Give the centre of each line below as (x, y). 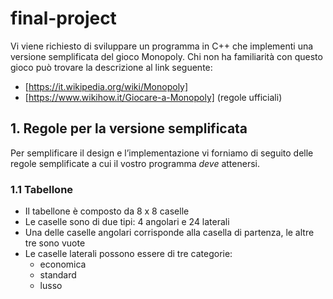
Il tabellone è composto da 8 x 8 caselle (107, 211)
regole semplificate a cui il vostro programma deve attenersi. (135, 163)
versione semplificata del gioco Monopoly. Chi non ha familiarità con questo (166, 56)
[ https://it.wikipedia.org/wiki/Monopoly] (106, 86)
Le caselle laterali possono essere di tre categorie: (128, 254)
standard (58, 275)
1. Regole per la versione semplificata (129, 128)
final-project (63, 18)
